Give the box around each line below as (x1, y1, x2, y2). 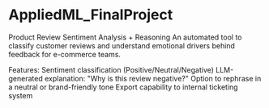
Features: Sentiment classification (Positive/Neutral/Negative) (8, 64, 215, 74)
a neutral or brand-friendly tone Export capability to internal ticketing (8, 82, 238, 92)
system (8, 90, 33, 100)
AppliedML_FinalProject (8, 6, 173, 24)
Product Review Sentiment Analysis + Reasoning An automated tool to (8, 32, 242, 42)
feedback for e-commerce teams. (8, 49, 122, 59)
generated (8, 73, 43, 83)
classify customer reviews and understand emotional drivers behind (8, 40, 235, 50)
